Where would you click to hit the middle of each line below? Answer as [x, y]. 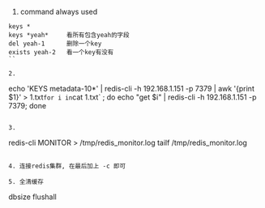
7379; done [28, 106]
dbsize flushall [32, 197]
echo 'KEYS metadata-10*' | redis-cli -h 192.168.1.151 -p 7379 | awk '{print [132, 89]
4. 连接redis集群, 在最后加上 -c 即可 [67, 166]
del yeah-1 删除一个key [55, 44]
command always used [59, 12]
